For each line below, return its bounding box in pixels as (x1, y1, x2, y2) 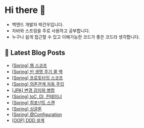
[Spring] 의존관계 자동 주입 (11, 81, 65, 87)
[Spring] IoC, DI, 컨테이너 (11, 93, 62, 99)
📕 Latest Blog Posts (4, 49, 65, 57)
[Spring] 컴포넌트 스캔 (11, 99, 55, 106)
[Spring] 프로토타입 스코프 (11, 74, 63, 81)
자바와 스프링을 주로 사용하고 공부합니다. (11, 27, 90, 34)
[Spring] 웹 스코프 (11, 62, 48, 68)
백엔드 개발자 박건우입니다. (11, 21, 64, 27)
